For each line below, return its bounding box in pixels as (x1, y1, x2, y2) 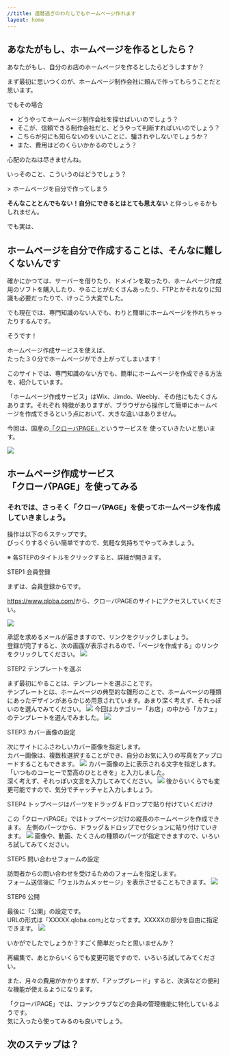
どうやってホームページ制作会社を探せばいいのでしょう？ (16, 115, 179, 123)
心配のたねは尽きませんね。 (7, 156, 85, 164)
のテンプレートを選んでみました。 (7, 713, 103, 721)
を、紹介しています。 (7, 378, 67, 386)
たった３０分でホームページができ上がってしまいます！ (7, 355, 163, 363)
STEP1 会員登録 (7, 567, 51, 576)
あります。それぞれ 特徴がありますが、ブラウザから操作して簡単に (7, 401, 193, 409)
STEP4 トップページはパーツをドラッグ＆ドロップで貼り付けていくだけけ (7, 800, 213, 808)
